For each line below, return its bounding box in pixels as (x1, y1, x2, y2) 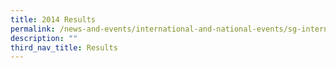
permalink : (10, 24, 56, 34)
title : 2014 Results (10, 14, 97, 25)
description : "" (10, 33, 78, 43)
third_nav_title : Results (10, 42, 118, 53)
